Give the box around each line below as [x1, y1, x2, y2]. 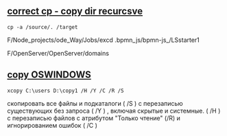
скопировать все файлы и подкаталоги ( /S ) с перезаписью [7, 99, 183, 107]
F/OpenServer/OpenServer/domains [7, 49, 110, 57]
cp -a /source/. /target [7, 23, 78, 30]
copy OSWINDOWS [7, 69, 91, 81]
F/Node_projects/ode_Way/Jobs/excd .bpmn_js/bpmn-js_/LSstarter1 [7, 36, 200, 44]
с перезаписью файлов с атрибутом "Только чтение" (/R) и [7, 113, 180, 122]
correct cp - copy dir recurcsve [7, 5, 143, 17]
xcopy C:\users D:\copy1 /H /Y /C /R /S [7, 87, 125, 94]
